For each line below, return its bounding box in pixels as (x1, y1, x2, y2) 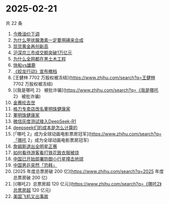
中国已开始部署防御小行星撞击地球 (13, 155, 84, 161)
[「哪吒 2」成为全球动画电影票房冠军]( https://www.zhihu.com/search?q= (13, 130, 162, 136)
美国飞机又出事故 (13, 193, 49, 199)
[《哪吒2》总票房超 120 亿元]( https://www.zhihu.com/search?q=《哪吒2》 (13, 180, 162, 186)
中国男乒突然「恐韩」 (13, 162, 57, 168)
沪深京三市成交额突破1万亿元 (13, 49, 72, 55)
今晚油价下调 (13, 30, 40, 36)
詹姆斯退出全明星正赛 (13, 143, 57, 149)
